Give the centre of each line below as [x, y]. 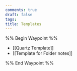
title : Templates [23, 24]
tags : [11, 19]
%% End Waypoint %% [29, 63]
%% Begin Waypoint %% [31, 38]
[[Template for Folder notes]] [43, 53]
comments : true [21, 10]
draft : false [19, 15]
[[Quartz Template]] [33, 48]
